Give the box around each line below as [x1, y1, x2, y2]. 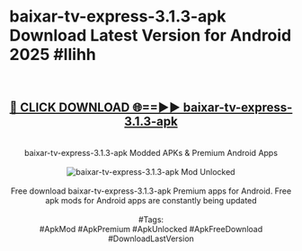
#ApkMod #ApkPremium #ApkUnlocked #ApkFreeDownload [39, 223, 263, 234]
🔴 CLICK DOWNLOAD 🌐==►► [9, 100, 182, 116]
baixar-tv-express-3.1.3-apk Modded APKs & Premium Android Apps [23, 147, 279, 158]
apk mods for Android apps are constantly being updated [44, 195, 258, 205]
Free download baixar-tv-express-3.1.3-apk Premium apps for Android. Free [10, 186, 292, 196]
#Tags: [138, 213, 164, 225]
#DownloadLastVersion [107, 233, 195, 244]
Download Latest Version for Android [9, 25, 292, 46]
